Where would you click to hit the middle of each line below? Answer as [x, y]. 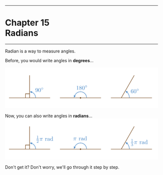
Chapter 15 [27, 23]
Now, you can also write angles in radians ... [49, 116]
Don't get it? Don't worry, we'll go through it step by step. [62, 167]
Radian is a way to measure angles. [40, 51]
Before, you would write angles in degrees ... [49, 60]
